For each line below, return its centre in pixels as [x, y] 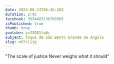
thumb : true [17, 28]
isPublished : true [24, 24]
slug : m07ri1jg [21, 42]
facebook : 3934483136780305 [34, 19]
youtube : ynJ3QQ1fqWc [28, 33]
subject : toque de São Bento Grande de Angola [54, 38]
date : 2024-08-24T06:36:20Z [34, 10]
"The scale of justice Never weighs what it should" [57, 56]
